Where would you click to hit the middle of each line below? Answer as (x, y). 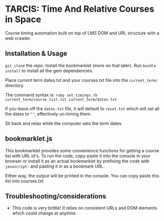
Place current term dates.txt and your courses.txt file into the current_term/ (82, 80)
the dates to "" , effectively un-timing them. (48, 114)
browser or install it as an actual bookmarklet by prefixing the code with (77, 161)
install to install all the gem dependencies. (49, 71)
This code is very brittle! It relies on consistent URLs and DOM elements (85, 208)
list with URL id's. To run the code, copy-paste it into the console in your (78, 156)
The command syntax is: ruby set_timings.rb (51, 95)
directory (14, 85)
